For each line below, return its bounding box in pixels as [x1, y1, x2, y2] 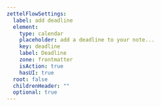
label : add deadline [13, 17, 73, 24]
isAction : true [19, 63, 64, 70]
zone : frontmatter [19, 56, 73, 63]
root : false [13, 75, 49, 83]
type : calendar [19, 30, 64, 37]
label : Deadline [19, 50, 67, 57]
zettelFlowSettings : [6, 10, 67, 18]
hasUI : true [19, 69, 54, 76]
